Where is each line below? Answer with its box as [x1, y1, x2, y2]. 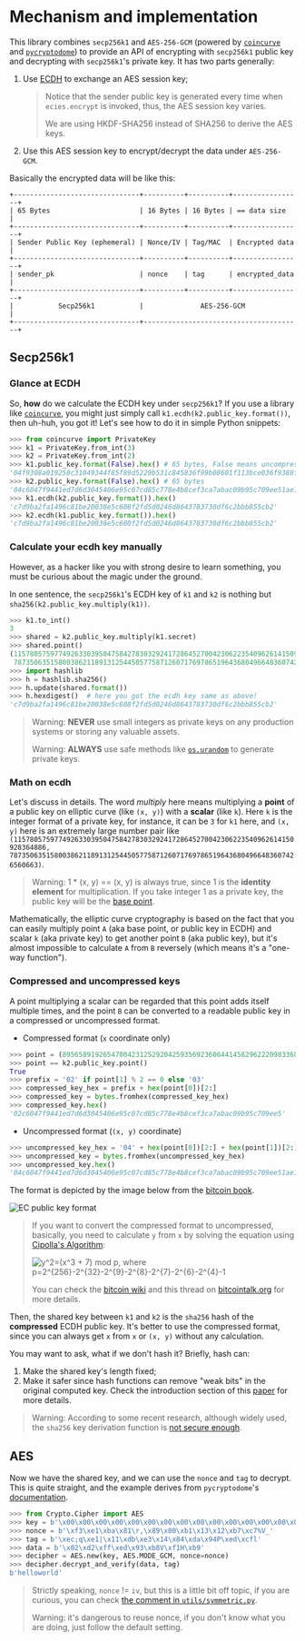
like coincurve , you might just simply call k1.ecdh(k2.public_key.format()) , [9, 407, 291, 419]
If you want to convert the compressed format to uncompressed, [31, 1220, 274, 1231]
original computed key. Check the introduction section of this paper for [22, 1385, 289, 1396]
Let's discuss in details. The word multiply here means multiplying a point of [9, 796, 295, 807]
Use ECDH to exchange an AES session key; [22, 73, 189, 84]
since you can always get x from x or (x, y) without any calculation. [9, 1330, 265, 1341]
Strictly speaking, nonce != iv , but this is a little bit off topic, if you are [31, 1585, 290, 1596]
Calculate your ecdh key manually [9, 540, 162, 553]
